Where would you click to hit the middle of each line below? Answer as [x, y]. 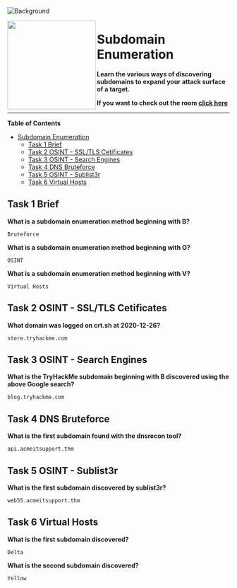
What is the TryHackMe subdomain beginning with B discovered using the [118, 377]
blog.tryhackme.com [36, 397]
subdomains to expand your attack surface [161, 81]
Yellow [17, 578]
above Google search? [41, 384]
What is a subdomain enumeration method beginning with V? [99, 273]
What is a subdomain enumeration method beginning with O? [99, 247]
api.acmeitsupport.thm [41, 449]
